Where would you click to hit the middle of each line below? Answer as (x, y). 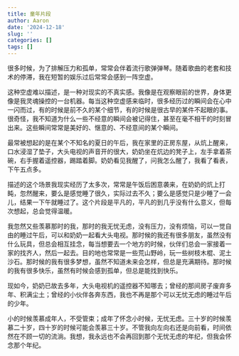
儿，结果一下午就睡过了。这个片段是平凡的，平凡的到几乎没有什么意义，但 (116, 202)
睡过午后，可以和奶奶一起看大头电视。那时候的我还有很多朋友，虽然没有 (126, 235)
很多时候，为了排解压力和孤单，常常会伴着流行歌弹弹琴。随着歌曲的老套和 (116, 68)
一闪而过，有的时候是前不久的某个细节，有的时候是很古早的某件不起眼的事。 (119, 110)
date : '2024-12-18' (36, 27)
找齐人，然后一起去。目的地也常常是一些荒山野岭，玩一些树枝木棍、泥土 (126, 253)
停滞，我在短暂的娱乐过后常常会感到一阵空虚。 (88, 77)
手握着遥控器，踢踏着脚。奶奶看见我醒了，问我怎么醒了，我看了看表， (129, 160)
